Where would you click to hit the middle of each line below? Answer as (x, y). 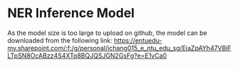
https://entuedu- (138, 40)
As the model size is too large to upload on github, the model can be (107, 33)
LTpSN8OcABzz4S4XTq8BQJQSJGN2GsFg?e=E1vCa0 (87, 56)
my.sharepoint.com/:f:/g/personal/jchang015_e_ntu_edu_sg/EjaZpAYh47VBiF (119, 48)
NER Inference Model (71, 13)
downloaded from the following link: (60, 40)
